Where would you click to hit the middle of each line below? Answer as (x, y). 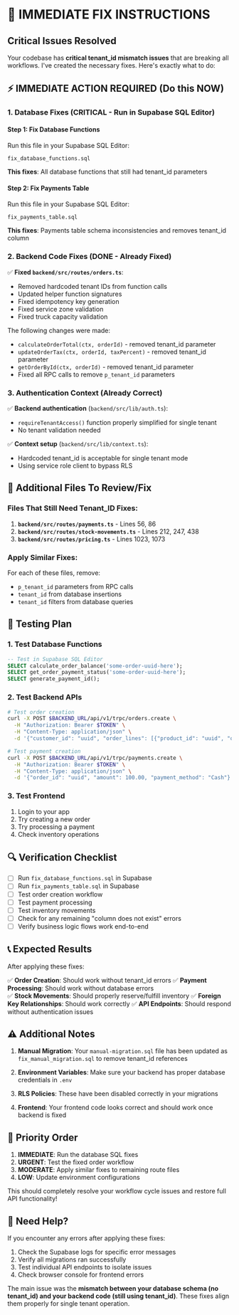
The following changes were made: (59, 330)
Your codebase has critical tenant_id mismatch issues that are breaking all (118, 58)
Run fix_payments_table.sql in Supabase (79, 886)
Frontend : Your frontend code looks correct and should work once (115, 1108)
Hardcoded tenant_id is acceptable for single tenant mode (103, 458)
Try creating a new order (54, 819)
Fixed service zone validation (60, 309)
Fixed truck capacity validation (63, 317)
